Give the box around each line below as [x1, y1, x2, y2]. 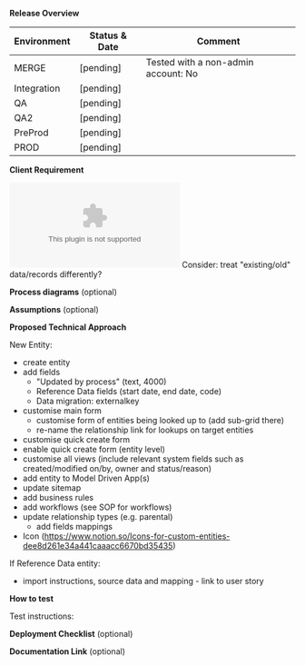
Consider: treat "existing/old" [181, 259, 291, 270]
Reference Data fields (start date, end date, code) [35, 386, 222, 396]
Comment [196, 35, 241, 47]
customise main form [22, 405, 103, 416]
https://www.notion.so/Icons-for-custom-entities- [44, 531, 231, 542]
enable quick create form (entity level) [22, 444, 166, 454]
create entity [22, 357, 71, 367]
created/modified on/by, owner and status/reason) [22, 463, 212, 473]
